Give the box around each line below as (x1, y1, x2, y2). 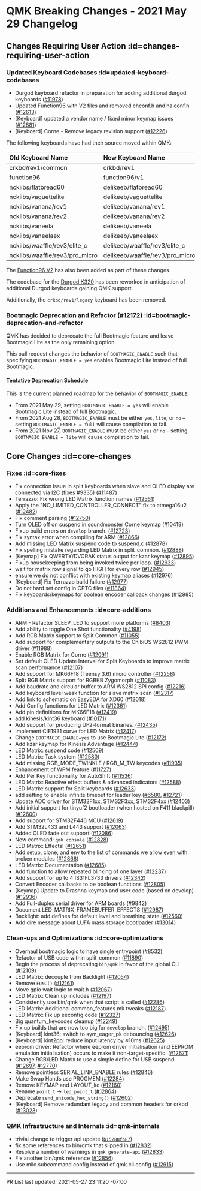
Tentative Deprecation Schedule (6, 377, 89, 384)
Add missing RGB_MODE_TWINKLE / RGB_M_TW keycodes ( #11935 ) (14, 760, 183, 767)
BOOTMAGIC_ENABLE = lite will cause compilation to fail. (14, 434, 150, 441)
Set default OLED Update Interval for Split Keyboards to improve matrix (14, 658, 190, 665)
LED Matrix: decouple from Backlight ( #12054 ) (14, 973, 130, 980)
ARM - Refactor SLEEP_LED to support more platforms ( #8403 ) (14, 619, 171, 627)
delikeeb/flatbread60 (103, 183, 163, 191)
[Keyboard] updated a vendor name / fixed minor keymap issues (14, 115, 173, 122)
